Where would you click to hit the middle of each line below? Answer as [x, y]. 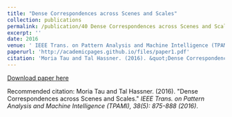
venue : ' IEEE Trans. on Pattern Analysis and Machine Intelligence [108, 45]
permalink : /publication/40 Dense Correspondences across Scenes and [109, 26]
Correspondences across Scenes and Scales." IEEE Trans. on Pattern [106, 98]
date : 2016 [23, 39]
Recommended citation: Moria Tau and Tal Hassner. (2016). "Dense [103, 91]
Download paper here [38, 78]
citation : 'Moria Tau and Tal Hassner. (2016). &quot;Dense [96, 58]
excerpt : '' [24, 33]
